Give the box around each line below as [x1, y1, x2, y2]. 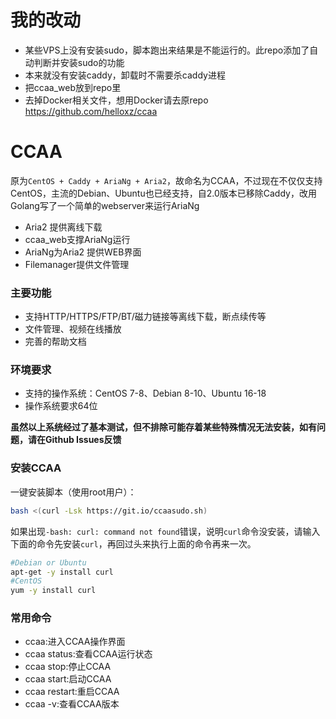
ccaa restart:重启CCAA [24, 686, 120, 698]
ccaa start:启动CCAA [24, 673, 112, 685]
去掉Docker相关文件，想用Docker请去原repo [24, 94, 209, 106]
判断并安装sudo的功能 [33, 56, 125, 68]
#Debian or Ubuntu [10, 557, 87, 568]
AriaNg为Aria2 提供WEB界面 [24, 246, 142, 258]
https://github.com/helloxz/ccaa [24, 105, 158, 117]
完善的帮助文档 [24, 336, 87, 348]
